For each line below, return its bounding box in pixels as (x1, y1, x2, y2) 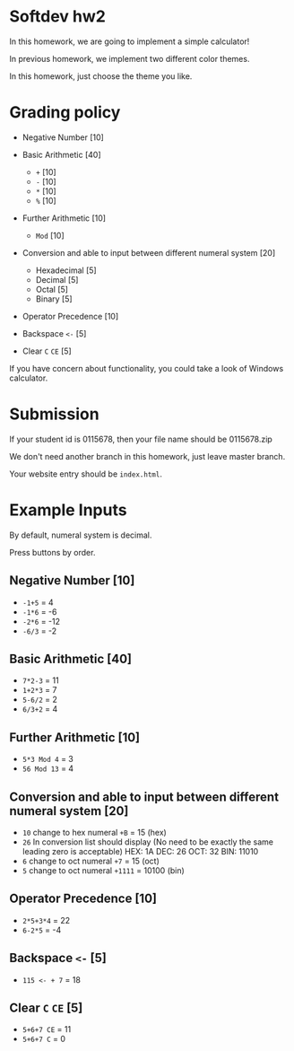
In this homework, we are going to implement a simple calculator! (9, 36, 250, 47)
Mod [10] (35, 230, 65, 241)
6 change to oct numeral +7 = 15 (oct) (22, 855, 160, 866)
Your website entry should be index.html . (9, 469, 163, 479)
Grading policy (9, 102, 121, 123)
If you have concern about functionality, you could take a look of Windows (9, 363, 284, 373)
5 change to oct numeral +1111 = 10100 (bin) (22, 865, 186, 876)
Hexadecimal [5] (35, 265, 97, 276)
